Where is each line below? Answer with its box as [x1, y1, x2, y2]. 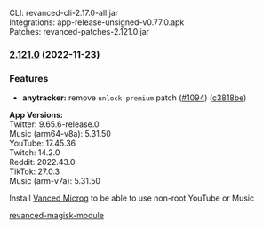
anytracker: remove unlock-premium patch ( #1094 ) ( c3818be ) [21, 92, 247, 103]
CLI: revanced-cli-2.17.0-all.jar [9, 8, 119, 18]
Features [9, 72, 49, 84]
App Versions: [9, 110, 64, 121]
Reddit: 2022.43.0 [9, 157, 76, 168]
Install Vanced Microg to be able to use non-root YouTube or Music [9, 193, 255, 203]
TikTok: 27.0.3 [9, 166, 60, 177]
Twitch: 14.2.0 [9, 147, 60, 158]
